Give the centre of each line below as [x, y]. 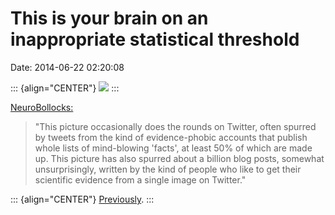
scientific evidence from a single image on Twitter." [140, 179]
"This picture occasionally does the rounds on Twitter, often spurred [175, 126]
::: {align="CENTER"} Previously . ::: [82, 199]
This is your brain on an [109, 18]
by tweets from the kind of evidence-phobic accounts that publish [171, 137]
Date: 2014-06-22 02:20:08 [67, 67]
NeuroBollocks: [42, 107]
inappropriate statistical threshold [155, 39]
